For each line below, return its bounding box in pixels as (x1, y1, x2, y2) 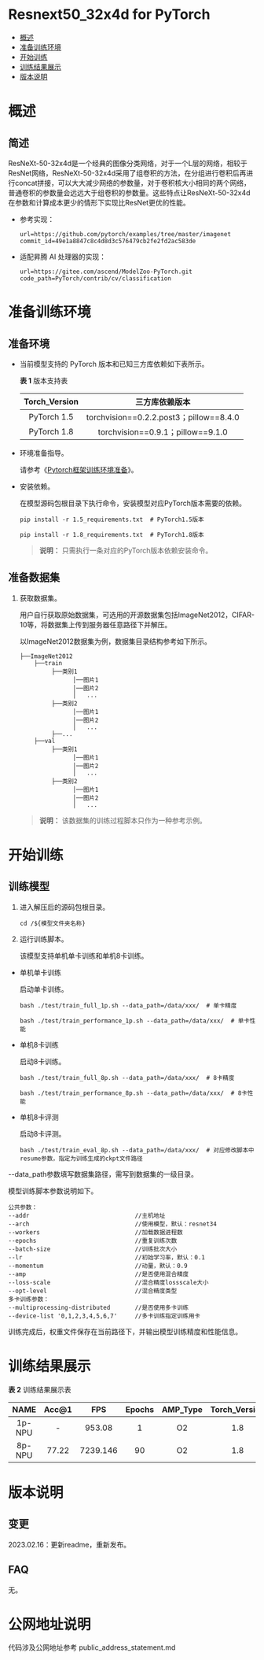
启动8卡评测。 (19, 1129, 66, 1138)
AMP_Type (161, 1403, 203, 1414)
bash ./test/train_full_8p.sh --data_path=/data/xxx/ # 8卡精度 (19, 1074, 235, 1081)
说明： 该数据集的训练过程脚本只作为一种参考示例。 (38, 815, 207, 825)
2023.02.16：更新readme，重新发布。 (8, 1540, 131, 1549)
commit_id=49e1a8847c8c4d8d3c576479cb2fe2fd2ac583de (19, 237, 196, 245)
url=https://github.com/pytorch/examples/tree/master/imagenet (19, 230, 232, 238)
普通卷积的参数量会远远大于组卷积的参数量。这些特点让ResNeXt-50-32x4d (8, 187, 251, 198)
